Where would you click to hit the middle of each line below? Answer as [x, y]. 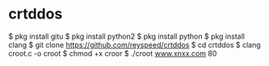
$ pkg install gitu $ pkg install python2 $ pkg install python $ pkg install [126, 36]
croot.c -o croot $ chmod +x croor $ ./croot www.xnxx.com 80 [113, 53]
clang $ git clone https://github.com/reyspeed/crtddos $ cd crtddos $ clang [134, 44]
